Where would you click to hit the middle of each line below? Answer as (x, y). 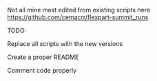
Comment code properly (42, 70)
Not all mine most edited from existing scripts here (78, 10)
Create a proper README (43, 57)
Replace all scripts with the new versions (65, 44)
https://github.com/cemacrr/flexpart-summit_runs (78, 17)
